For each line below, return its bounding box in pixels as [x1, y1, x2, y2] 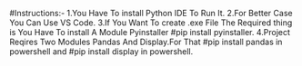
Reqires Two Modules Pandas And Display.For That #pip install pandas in [9, 36, 283, 47]
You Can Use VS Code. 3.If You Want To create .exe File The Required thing [9, 17, 293, 28]
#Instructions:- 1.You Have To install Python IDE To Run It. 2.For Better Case [9, 8, 293, 18]
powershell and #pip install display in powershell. [9, 46, 194, 57]
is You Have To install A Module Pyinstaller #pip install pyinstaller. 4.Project [9, 27, 291, 37]
